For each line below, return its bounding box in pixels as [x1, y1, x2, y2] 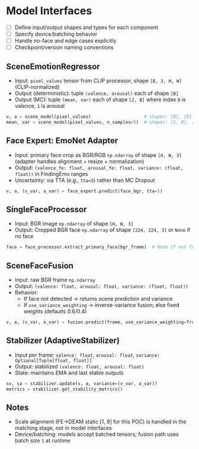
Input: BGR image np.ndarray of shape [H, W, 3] [14, 220, 134, 227]
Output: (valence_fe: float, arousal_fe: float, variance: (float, [14, 164, 184, 171]
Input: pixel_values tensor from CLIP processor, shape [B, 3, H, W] [14, 77, 182, 84]
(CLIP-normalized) [14, 84, 60, 90]
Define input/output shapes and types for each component [14, 24, 159, 31]
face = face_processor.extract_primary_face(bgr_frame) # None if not [6, 244, 187, 250]
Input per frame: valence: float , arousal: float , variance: [14, 351, 160, 358]
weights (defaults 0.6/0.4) [23, 307, 87, 315]
